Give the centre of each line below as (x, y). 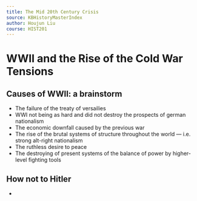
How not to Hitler (39, 179)
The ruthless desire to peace (51, 147)
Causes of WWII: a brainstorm (64, 94)
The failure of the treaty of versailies (60, 108)
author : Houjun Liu (31, 23)
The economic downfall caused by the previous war (80, 128)
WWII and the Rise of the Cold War (95, 59)
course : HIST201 (27, 29)
